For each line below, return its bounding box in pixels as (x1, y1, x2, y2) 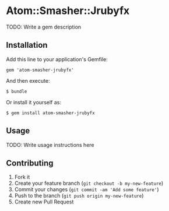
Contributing (6, 158, 54, 168)
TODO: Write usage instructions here (6, 141, 94, 148)
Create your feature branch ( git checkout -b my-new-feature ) (14, 180, 164, 187)
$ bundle (6, 89, 27, 94)
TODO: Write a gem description (6, 23, 82, 30)
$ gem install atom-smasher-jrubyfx (6, 110, 95, 116)
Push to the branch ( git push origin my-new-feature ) (14, 192, 144, 199)
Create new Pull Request (14, 198, 74, 205)
